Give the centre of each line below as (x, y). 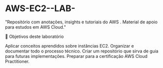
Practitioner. (17, 61)
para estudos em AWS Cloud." (35, 27)
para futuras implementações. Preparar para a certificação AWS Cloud (76, 56)
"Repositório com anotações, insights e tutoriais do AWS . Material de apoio (81, 22)
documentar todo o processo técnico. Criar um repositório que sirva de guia (82, 51)
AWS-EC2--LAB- (40, 8)
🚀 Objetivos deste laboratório (35, 36)
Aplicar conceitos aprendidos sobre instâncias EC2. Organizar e (70, 46)
